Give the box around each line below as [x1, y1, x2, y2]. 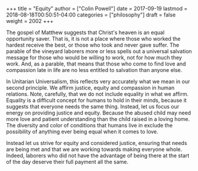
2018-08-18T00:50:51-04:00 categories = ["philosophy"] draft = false [6, 11, 176, 18]
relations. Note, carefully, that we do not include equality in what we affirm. [6, 91, 189, 97]
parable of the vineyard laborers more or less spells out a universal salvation [6, 48, 192, 55]
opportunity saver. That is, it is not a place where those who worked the [6, 35, 181, 42]
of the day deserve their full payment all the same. [6, 159, 129, 165]
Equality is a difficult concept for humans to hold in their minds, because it [6, 97, 187, 104]
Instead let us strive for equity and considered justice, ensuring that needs [6, 140, 187, 146]
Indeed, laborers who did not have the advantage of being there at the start [6, 152, 190, 159]
